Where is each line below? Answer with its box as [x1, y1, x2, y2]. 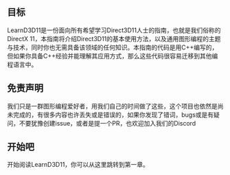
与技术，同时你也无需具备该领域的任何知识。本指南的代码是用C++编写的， [7, 43, 218, 51]
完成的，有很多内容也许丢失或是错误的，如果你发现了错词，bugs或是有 [12, 110, 214, 119]
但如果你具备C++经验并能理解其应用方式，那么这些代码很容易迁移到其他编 [7, 51, 218, 60]
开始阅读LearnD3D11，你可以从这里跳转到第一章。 [7, 161, 150, 169]
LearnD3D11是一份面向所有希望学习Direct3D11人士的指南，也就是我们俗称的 [7, 26, 221, 34]
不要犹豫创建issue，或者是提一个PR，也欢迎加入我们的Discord [19, 119, 196, 127]
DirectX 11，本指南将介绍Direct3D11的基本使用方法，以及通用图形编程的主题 [7, 34, 221, 43]
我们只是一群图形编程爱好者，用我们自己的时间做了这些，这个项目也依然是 [7, 102, 218, 110]
